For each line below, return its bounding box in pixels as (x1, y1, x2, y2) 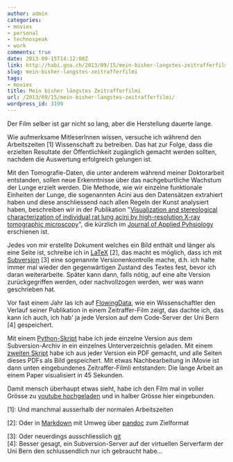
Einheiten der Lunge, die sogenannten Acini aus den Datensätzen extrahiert (7, 190, 223, 198)
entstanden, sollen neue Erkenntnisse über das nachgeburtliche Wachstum (7, 176, 222, 184)
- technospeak (7, 36, 49, 43)
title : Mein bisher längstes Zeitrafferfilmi (7, 87, 141, 94)
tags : (7, 74, 23, 82)
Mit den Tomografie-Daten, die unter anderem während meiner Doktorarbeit (7, 168, 225, 177)
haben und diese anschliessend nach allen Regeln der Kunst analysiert (7, 198, 209, 206)
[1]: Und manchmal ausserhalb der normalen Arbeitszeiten (7, 405, 173, 413)
